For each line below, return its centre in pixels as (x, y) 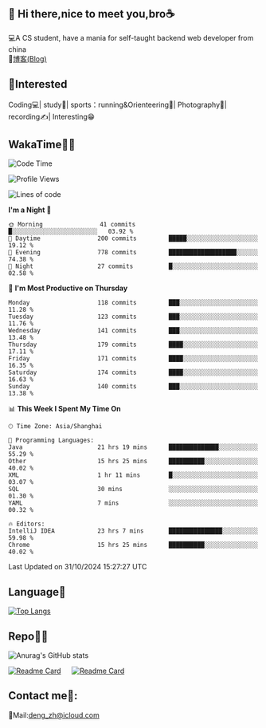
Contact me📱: (43, 696)
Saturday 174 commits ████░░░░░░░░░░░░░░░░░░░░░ (133, 373)
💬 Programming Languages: (51, 441)
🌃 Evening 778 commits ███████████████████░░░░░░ (133, 253)
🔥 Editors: (27, 524)
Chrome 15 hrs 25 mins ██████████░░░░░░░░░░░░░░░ (133, 545)
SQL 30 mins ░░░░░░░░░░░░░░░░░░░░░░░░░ (133, 490)
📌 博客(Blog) (27, 58)
